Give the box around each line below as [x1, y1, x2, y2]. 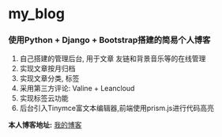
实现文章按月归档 [19, 64, 76, 74]
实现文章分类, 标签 [19, 74, 80, 83]
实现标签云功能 [19, 93, 69, 103]
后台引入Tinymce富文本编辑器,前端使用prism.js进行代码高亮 [19, 104, 215, 113]
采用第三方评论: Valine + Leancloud [19, 84, 135, 93]
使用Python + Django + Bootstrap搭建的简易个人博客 [8, 35, 211, 46]
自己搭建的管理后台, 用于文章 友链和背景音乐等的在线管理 [19, 54, 206, 63]
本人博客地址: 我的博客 [8, 120, 82, 130]
